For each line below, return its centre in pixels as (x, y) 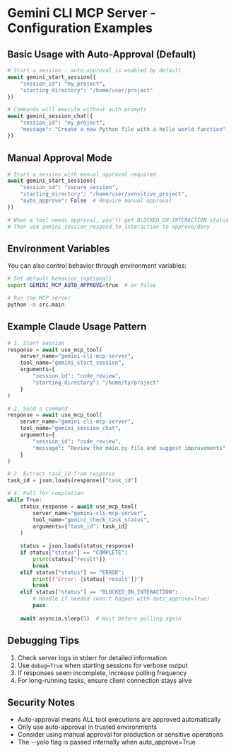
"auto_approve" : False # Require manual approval (96, 201)
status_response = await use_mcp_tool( (79, 506)
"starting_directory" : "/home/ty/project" (96, 383)
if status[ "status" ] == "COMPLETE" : (74, 553)
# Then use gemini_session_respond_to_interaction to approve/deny (109, 227)
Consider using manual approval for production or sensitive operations (120, 735)
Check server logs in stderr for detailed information (92, 657)
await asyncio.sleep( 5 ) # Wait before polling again (101, 618)
